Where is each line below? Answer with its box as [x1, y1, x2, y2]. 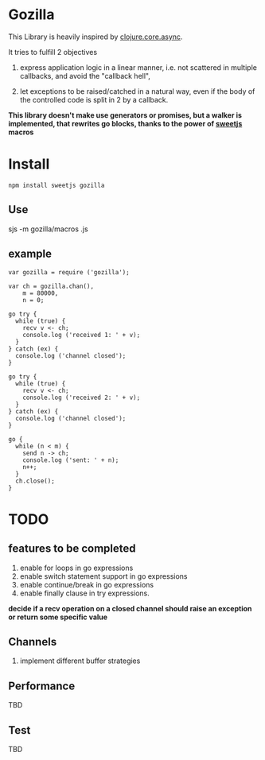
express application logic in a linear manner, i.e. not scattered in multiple [19, 62, 257, 72]
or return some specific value [8, 612, 108, 622]
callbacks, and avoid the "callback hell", [19, 71, 151, 80]
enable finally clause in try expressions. [19, 588, 150, 598]
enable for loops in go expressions [19, 563, 134, 572]
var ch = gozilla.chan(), [8, 282, 94, 290]
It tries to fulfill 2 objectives [8, 47, 98, 56]
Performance [8, 679, 76, 692]
